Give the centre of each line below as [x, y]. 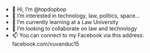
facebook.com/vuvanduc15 [46, 44]
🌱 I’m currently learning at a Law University [65, 22]
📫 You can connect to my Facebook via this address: [78, 35]
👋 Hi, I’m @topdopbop [39, 9]
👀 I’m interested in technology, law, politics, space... [76, 16]
